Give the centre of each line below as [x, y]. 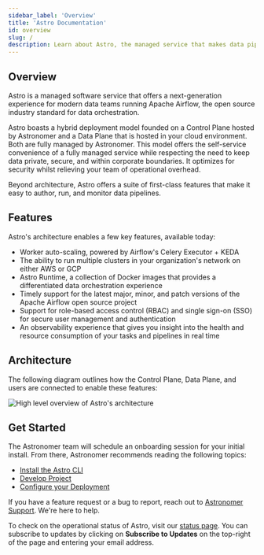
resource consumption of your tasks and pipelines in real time [119, 335]
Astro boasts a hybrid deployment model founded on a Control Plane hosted [131, 128]
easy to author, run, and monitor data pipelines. [84, 193]
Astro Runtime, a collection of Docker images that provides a [117, 277]
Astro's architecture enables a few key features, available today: [112, 236]
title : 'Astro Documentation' [58, 23]
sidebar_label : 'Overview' [52, 15]
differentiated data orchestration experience [91, 285]
